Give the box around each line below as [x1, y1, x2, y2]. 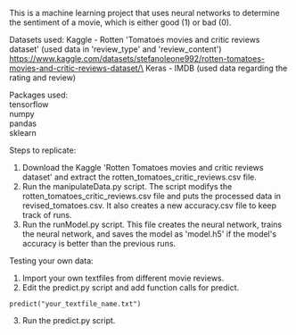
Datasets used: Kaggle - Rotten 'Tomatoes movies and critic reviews [9, 35, 260, 45]
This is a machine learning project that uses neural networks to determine [9, 8, 280, 18]
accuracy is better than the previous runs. [21, 239, 177, 248]
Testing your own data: [9, 255, 94, 266]
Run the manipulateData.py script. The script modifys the [21, 181, 233, 191]
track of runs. [21, 210, 72, 220]
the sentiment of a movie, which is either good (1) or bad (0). [9, 17, 232, 28]
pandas [9, 118, 37, 129]
